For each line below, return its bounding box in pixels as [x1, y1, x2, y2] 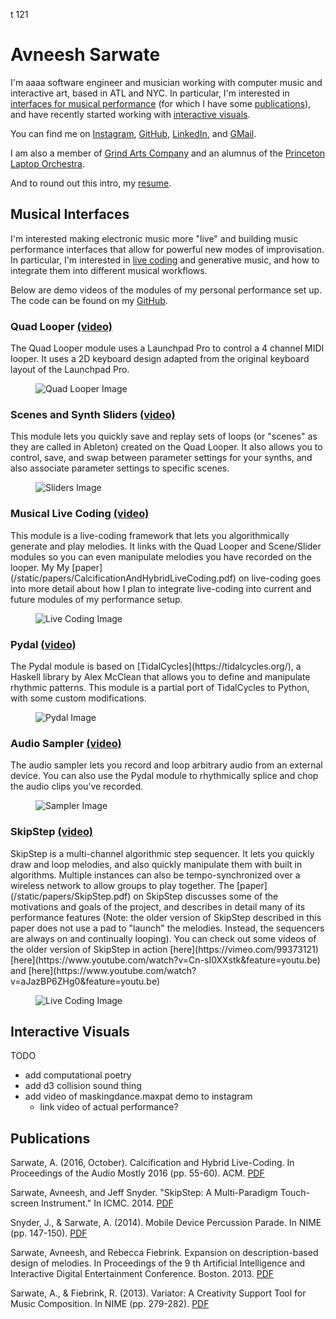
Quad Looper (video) [10, 319, 113, 333]
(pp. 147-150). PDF [10, 1227, 88, 1239]
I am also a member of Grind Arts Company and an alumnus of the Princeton [10, 147, 326, 159]
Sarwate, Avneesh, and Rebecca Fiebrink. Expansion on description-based [10, 1247, 319, 1259]
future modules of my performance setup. [10, 593, 183, 605]
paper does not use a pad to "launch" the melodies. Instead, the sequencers [10, 922, 325, 934]
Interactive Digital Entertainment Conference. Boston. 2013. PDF [10, 1268, 275, 1280]
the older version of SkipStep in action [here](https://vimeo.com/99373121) [10, 943, 319, 955]
